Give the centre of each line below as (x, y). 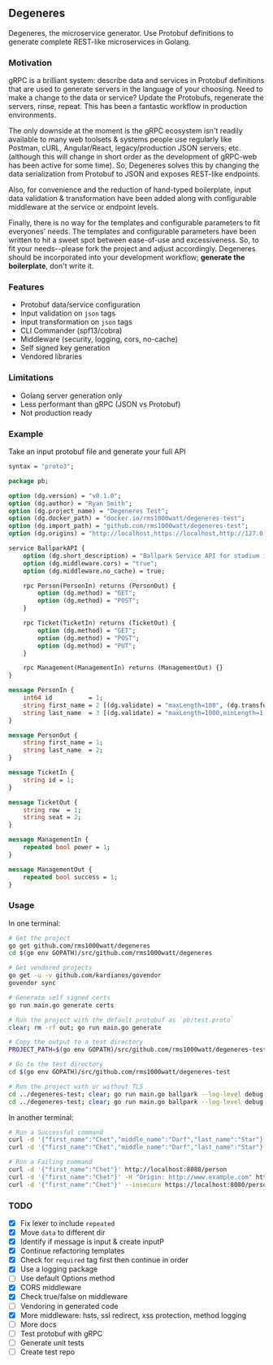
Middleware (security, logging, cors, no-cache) (99, 339)
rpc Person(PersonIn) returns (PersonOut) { (100, 586)
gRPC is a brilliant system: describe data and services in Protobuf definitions (136, 81)
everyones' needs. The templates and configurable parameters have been (132, 232)
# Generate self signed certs (60, 997)
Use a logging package (59, 1269)
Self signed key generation (65, 348)
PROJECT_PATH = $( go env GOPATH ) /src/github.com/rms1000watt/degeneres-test (138, 1050)
